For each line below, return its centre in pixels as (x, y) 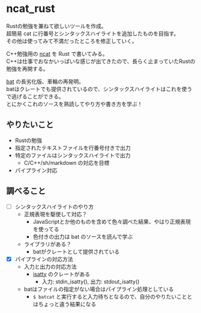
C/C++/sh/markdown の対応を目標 (67, 162)
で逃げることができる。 (35, 96)
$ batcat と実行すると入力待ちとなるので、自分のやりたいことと (112, 296)
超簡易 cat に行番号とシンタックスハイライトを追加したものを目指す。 (93, 33)
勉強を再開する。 (27, 68)
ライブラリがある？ (48, 244)
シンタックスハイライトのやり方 (54, 206)
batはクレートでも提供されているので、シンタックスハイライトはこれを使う (99, 89)
